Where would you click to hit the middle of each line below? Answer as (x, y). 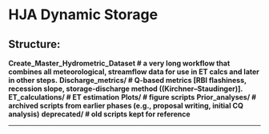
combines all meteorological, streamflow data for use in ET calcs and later (134, 72)
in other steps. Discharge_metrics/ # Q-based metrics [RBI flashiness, (127, 80)
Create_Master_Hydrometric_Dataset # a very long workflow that (119, 63)
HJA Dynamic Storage (83, 15)
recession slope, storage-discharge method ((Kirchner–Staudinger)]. (126, 89)
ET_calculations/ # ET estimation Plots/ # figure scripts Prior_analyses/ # (132, 97)
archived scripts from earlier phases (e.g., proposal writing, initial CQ (126, 106)
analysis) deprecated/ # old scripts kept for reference (99, 114)
